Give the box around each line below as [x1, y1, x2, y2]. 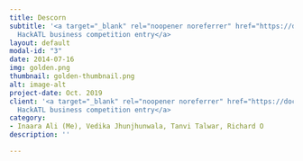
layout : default [9, 38, 70, 48]
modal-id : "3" [9, 47, 63, 56]
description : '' [9, 130, 70, 139]
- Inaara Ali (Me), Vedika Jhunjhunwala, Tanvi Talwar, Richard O [9, 122, 264, 131]
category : [9, 113, 47, 122]
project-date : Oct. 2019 [9, 88, 103, 97]
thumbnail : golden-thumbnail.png [9, 72, 135, 81]
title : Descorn [9, 13, 67, 22]
